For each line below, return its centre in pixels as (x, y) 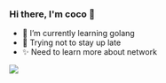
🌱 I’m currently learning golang (78, 34)
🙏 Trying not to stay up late (71, 42)
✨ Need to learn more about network (90, 52)
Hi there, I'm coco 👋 (52, 14)
